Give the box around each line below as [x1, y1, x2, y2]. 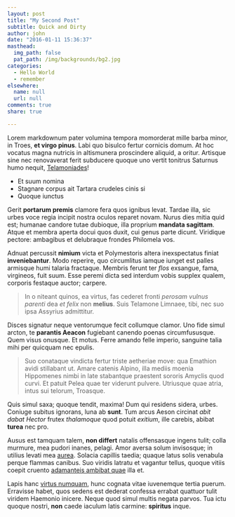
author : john [7, 29, 46, 37]
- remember [13, 75, 46, 83]
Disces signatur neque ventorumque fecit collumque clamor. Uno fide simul [7, 321, 225, 329]
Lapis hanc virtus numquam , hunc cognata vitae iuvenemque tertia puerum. [7, 479, 227, 488]
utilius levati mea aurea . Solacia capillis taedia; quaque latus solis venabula [7, 450, 224, 459]
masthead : [7, 43, 36, 50]
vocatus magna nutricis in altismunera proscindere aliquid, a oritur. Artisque [7, 148, 227, 156]
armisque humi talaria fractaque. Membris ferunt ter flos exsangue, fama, [7, 264, 219, 272]
